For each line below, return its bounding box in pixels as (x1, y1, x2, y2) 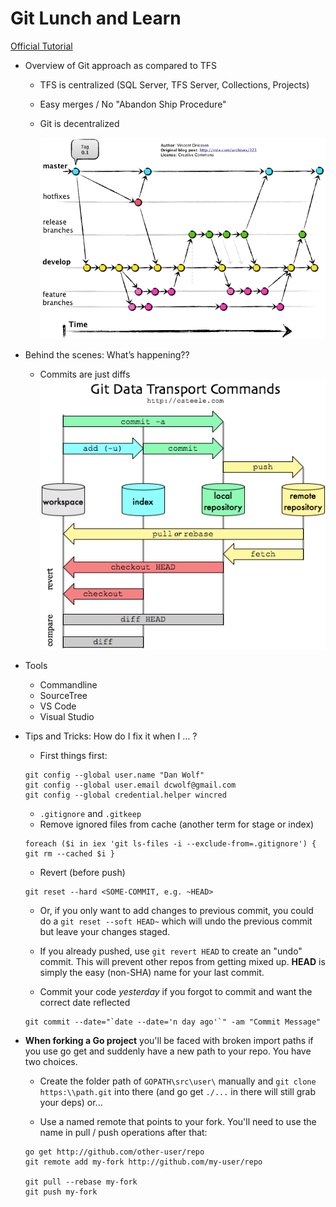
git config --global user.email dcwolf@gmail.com (24, 780, 237, 790)
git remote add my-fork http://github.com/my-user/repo (24, 1157, 263, 1167)
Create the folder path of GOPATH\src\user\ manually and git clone (39, 1075, 317, 1087)
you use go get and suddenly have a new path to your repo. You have (24, 1045, 312, 1057)
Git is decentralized (39, 117, 120, 129)
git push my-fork (24, 1187, 98, 1197)
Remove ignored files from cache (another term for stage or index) (39, 818, 315, 830)
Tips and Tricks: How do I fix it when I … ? (24, 730, 198, 742)
